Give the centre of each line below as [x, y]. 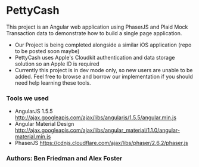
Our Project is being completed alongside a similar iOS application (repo [103, 45]
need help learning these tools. [53, 83]
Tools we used [27, 98]
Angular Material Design [44, 124]
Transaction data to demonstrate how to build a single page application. [94, 33]
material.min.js [33, 137]
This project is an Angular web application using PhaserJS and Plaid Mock [97, 27]
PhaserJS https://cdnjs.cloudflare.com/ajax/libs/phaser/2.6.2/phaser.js [102, 143]
